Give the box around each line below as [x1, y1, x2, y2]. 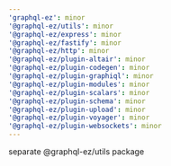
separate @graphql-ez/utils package [8, 146, 145, 157]
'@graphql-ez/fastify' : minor [8, 38, 122, 48]
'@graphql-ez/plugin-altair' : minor [8, 55, 146, 64]
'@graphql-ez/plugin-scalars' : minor [8, 88, 150, 97]
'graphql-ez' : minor [8, 13, 86, 22]
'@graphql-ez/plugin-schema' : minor [8, 96, 146, 106]
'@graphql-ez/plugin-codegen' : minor [8, 64, 150, 73]
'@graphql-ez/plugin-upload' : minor [8, 105, 146, 114]
